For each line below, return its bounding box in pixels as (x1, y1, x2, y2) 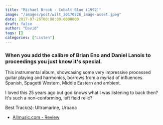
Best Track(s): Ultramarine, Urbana (5, 104, 77, 110)
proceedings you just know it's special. (5, 58, 102, 65)
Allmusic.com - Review (12, 114, 60, 120)
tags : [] (5, 30, 23, 35)
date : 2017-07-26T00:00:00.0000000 (5, 16, 79, 21)
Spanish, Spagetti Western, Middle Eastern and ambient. (5, 80, 121, 86)
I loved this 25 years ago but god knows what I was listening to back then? (5, 89, 158, 95)
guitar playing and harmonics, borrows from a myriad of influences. (5, 74, 144, 80)
